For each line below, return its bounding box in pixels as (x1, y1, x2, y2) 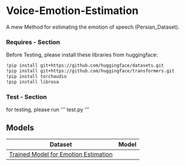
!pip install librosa (6, 79, 59, 85)
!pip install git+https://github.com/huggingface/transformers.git (6, 68, 175, 74)
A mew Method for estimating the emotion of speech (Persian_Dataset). (6, 23, 180, 30)
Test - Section (6, 92, 47, 101)
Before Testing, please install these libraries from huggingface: (6, 51, 158, 58)
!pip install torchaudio (6, 73, 67, 79)
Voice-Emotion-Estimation (6, 4, 139, 18)
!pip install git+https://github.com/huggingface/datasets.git (6, 63, 164, 68)
